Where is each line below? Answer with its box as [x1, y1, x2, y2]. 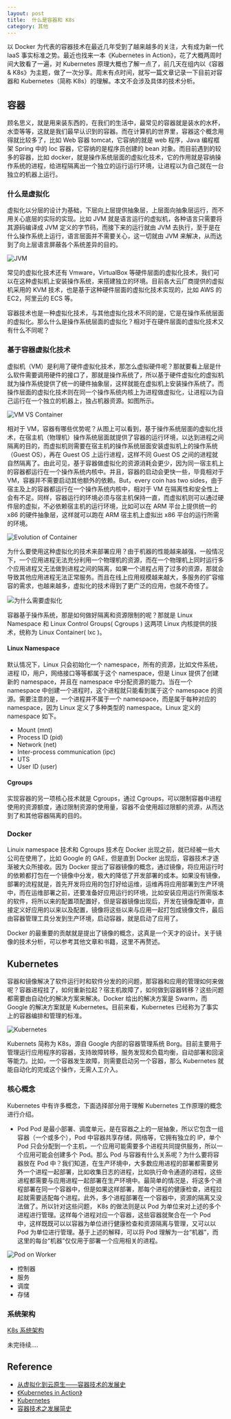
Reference [7, 1361, 53, 1373]
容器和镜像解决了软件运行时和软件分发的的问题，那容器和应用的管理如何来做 [7, 977, 224, 985]
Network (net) [16, 740, 57, 748]
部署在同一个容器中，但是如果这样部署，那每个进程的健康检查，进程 [23, 1185, 217, 1193]
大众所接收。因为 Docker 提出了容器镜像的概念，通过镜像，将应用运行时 [19, 863, 224, 871]
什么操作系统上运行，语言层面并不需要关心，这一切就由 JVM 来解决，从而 [7, 232, 217, 240]
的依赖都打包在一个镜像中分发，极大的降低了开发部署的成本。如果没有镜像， [7, 872, 224, 880]
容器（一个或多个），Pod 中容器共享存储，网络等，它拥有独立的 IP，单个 [16, 1133, 221, 1142]
